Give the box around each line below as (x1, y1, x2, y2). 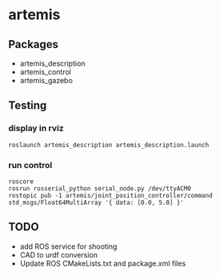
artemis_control (19, 67, 72, 77)
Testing (8, 98, 47, 113)
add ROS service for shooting (19, 242, 118, 251)
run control (8, 159, 53, 170)
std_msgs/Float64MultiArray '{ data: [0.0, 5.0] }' (8, 198, 184, 206)
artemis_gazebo (19, 76, 74, 85)
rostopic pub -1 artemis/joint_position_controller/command (8, 191, 214, 199)
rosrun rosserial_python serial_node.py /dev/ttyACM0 (8, 184, 192, 193)
